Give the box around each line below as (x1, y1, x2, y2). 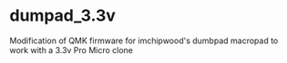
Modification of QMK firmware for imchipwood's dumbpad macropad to (9, 35, 279, 46)
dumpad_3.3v (9, 5, 117, 26)
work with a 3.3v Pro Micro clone (9, 44, 134, 55)
